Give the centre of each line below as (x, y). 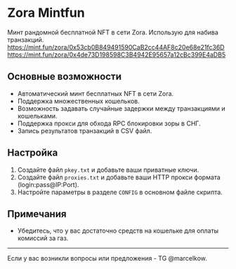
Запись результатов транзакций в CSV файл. (85, 130)
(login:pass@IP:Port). (48, 184)
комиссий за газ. (43, 238)
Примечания (37, 214)
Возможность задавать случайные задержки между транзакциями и (122, 108)
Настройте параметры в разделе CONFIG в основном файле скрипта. (120, 192)
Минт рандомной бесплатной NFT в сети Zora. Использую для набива (113, 32)
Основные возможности (64, 77)
